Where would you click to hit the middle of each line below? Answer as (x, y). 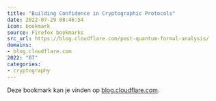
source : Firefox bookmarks (45, 32)
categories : (24, 64)
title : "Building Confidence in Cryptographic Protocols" (91, 13)
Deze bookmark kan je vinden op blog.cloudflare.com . (83, 90)
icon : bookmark (29, 26)
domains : (19, 45)
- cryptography (29, 70)
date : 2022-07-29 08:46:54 (45, 20)
